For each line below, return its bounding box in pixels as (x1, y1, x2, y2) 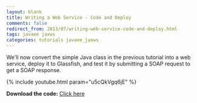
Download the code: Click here (6, 90, 85, 97)
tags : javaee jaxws (6, 32, 56, 38)
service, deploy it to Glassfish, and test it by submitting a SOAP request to (6, 60, 191, 67)
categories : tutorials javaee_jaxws (6, 37, 99, 43)
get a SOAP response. (6, 67, 62, 73)
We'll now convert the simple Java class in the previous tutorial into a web (6, 54, 191, 61)
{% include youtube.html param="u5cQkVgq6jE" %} (6, 78, 137, 85)
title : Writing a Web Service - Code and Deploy (6, 15, 132, 21)
